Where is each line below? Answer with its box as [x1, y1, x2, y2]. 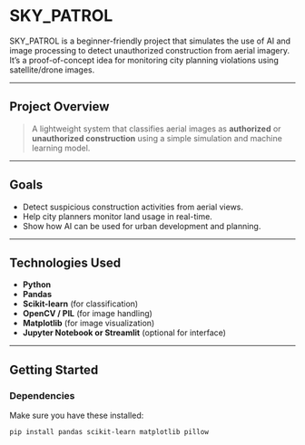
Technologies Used [9, 255, 121, 270]
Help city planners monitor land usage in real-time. [22, 210, 213, 222]
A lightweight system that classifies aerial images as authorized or [31, 123, 281, 134]
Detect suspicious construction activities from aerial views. [22, 201, 243, 212]
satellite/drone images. [9, 64, 95, 75]
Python [22, 279, 52, 290]
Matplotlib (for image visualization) [22, 318, 155, 329]
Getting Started [9, 362, 99, 377]
